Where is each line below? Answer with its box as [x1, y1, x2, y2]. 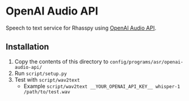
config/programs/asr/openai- [109, 59, 184, 65]
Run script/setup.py [14, 70, 67, 77]
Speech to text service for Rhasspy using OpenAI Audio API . [5, 24, 156, 31]
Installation [5, 42, 49, 52]
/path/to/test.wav [23, 89, 70, 95]
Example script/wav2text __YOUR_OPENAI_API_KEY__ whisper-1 [23, 82, 180, 90]
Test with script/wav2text [14, 76, 80, 83]
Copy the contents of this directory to [14, 57, 109, 65]
